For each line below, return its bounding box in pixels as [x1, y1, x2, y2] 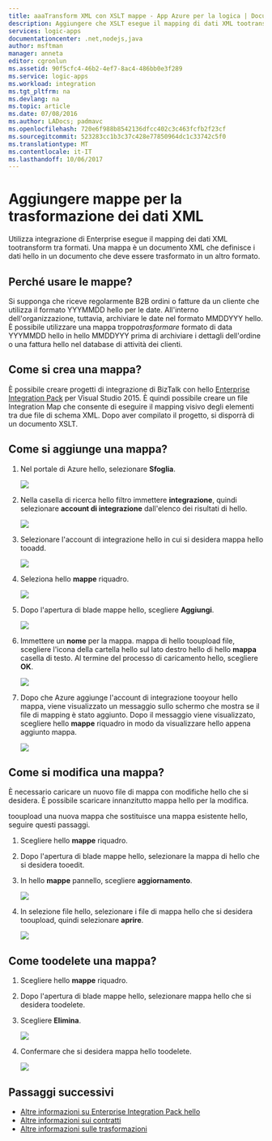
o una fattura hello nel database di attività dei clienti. [8, 340, 183, 349]
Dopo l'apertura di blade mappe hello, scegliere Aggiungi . [19, 605, 215, 615]
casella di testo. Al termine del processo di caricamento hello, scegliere [19, 653, 259, 663]
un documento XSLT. [8, 418, 79, 428]
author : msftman [8, 42, 63, 50]
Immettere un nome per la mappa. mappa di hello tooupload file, [19, 636, 235, 646]
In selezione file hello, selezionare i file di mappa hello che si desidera [19, 907, 253, 916]
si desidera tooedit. [19, 860, 85, 870]
